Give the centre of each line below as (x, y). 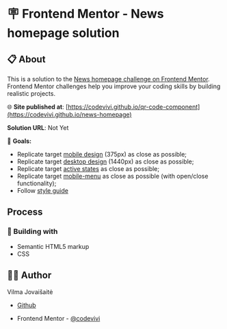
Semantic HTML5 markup (53, 246)
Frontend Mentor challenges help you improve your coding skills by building (114, 86)
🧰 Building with (32, 232)
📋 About (26, 59)
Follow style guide (42, 190)
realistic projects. (31, 93)
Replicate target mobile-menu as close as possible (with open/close (112, 176)
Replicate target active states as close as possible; (88, 169)
